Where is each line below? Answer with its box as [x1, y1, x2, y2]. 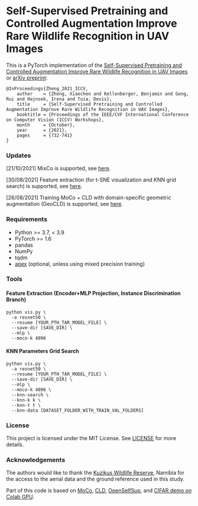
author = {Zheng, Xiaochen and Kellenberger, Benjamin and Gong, [17, 91, 189, 97]
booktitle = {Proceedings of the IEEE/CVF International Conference [17, 112, 189, 117]
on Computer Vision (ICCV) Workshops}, [6, 117, 105, 123]
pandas [14, 241, 34, 249]
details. [6, 441, 24, 448]
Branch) [6, 296, 27, 303]
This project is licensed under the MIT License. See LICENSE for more [6, 435, 176, 442]
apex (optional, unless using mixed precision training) [14, 260, 145, 268]
